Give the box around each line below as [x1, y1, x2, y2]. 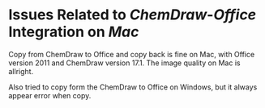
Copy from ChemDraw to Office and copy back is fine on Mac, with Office [8, 49, 255, 59]
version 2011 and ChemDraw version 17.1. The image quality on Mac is [8, 58, 241, 68]
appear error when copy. [8, 90, 92, 100]
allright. [8, 66, 34, 76]
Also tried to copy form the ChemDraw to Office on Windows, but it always [8, 82, 258, 92]
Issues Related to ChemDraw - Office [8, 6, 257, 24]
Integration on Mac [8, 23, 139, 41]
